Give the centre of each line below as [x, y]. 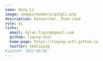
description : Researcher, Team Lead [43, 19]
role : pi [14, 23]
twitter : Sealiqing [30, 46]
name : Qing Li [20, 10]
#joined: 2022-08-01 [26, 51]
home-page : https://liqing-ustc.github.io [54, 42]
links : [12, 28]
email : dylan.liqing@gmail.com [42, 32]
